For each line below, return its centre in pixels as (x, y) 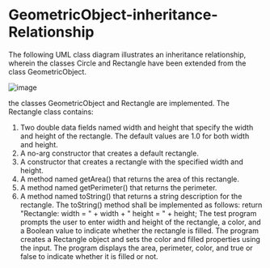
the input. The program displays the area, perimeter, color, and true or (136, 248)
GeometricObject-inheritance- (113, 15)
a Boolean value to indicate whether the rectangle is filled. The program (139, 230)
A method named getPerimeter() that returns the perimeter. (118, 187)
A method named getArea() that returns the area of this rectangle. (130, 179)
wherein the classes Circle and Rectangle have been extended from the (127, 63)
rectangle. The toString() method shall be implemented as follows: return (141, 205)
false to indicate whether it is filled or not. (89, 256)
